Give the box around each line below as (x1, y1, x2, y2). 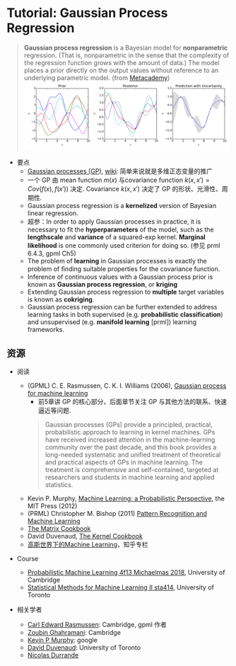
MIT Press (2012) (27, 502, 78, 510)
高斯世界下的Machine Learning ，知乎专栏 (27, 540, 149, 549)
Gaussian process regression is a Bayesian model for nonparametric (23, 43, 228, 52)
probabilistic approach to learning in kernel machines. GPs (45, 428, 216, 437)
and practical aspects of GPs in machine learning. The (45, 458, 203, 466)
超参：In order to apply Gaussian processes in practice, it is (27, 217, 201, 226)
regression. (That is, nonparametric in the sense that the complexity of (23, 51, 230, 59)
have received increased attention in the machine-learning (45, 435, 216, 444)
